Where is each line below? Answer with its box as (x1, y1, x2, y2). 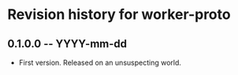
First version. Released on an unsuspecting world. (18, 58, 182, 67)
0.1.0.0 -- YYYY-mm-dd (7, 37, 128, 51)
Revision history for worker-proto (7, 6, 231, 24)
